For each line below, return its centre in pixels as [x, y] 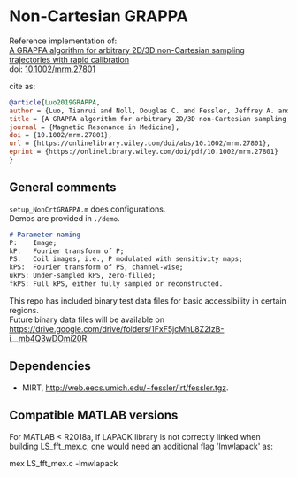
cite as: [23, 86]
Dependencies [50, 366]
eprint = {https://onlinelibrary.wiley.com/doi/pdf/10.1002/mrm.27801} [144, 152]
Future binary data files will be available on [87, 319]
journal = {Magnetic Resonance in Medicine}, [94, 127]
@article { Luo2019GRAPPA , [55, 102]
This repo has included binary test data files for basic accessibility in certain [148, 300]
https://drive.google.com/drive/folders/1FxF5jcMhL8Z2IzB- [117, 328]
